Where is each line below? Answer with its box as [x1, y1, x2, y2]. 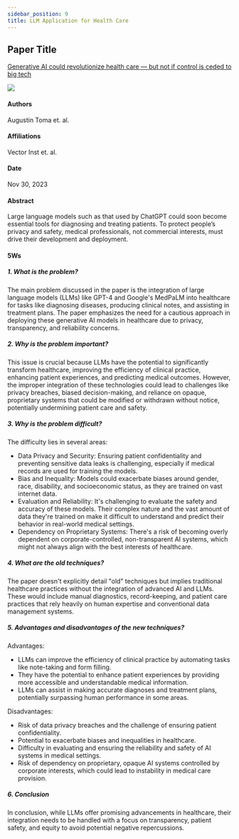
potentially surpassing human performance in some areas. [17, 693, 189, 701]
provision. [17, 773, 48, 782]
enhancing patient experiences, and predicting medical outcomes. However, [7, 372, 231, 382]
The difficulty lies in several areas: [7, 437, 108, 446]
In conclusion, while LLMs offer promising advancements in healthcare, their [7, 808, 231, 817]
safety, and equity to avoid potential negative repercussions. [7, 823, 185, 832]
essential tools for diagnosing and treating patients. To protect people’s [7, 220, 216, 228]
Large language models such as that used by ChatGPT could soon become [7, 212, 228, 221]
